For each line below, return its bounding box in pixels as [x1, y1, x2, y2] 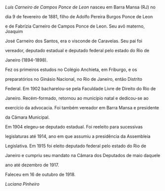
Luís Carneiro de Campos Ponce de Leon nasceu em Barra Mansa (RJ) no [5, 4, 156, 10]
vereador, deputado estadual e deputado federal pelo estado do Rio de [5, 48, 150, 53]
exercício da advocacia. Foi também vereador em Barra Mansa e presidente [5, 105, 160, 110]
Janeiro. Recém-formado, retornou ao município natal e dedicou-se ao [5, 95, 149, 101]
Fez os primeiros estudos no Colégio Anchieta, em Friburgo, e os [5, 66, 137, 72]
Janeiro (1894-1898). [5, 57, 48, 63]
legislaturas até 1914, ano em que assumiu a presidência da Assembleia [5, 133, 151, 139]
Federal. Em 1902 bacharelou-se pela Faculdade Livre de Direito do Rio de [5, 86, 156, 92]
